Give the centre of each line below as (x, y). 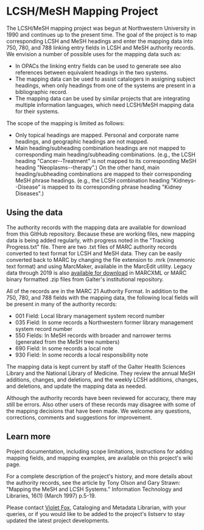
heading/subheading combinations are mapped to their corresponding (103, 174)
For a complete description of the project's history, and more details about (100, 476)
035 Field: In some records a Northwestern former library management (104, 322)
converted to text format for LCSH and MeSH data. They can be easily (94, 253)
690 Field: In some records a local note (64, 348)
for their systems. (37, 111)
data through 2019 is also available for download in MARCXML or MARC (97, 272)
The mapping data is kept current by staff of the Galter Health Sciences (96, 366)
